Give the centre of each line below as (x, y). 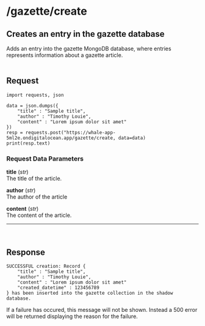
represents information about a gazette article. (65, 55)
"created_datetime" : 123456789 (58, 287)
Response (26, 252)
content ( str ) (23, 209)
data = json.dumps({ (33, 105)
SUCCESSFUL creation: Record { (46, 266)
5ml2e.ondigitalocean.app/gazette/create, (61, 138)
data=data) (132, 138)
